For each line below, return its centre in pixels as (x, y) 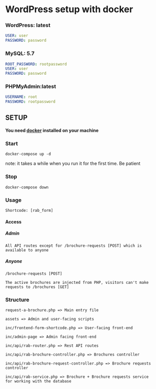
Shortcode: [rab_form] (29, 211)
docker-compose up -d (28, 154)
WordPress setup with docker (69, 9)
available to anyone (27, 250)
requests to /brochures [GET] (37, 287)
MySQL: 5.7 (20, 53)
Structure (17, 300)
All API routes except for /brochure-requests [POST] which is (74, 246)
